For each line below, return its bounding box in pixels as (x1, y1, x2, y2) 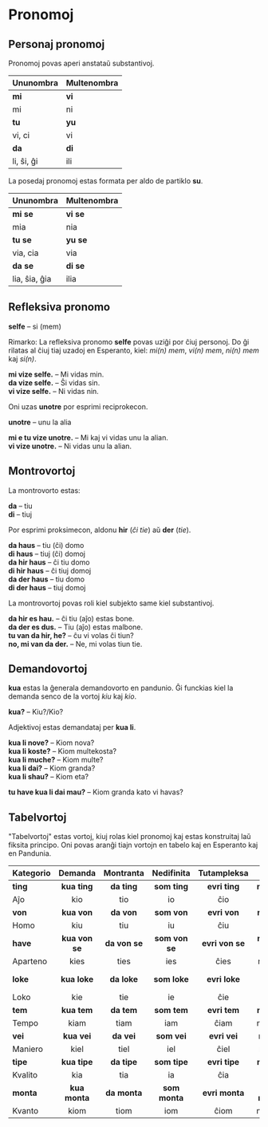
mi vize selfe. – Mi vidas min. (8, 369, 104, 379)
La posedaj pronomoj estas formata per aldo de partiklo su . (8, 176, 203, 185)
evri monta (202, 1087, 245, 1098)
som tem (154, 1005, 189, 1016)
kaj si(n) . (8, 353, 37, 364)
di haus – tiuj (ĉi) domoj (8, 549, 86, 558)
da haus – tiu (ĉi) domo (8, 540, 85, 550)
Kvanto (12, 1105, 39, 1117)
